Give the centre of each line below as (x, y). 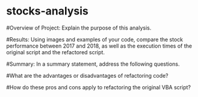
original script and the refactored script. (56, 52)
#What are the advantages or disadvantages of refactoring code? (87, 75)
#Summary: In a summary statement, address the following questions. (93, 64)
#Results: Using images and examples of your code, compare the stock (95, 39)
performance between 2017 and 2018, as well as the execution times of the (99, 46)
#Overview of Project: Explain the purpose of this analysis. (79, 28)
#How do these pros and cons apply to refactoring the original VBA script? (99, 87)
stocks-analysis (47, 11)
